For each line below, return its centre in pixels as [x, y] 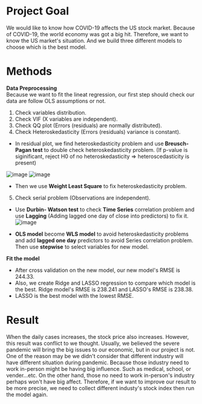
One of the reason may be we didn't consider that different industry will [95, 356]
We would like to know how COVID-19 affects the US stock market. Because [101, 28]
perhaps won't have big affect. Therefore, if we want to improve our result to [101, 382]
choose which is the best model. [47, 47]
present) [26, 163]
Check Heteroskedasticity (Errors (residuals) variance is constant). [98, 131]
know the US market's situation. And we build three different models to [94, 40]
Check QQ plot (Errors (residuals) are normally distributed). [88, 125]
